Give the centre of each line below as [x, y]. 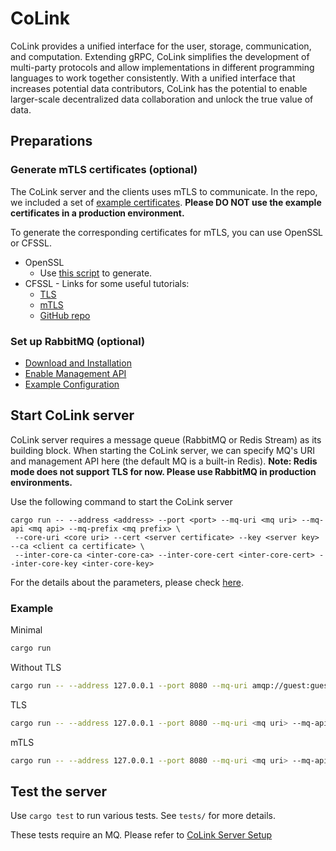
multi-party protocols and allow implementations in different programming [162, 67]
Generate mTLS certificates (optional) [104, 170]
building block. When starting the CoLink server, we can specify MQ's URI [163, 450]
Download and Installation [78, 363]
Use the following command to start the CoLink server [121, 501]
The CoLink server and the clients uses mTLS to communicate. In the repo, [164, 191]
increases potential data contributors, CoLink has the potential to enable [159, 88]
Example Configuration [72, 384]
